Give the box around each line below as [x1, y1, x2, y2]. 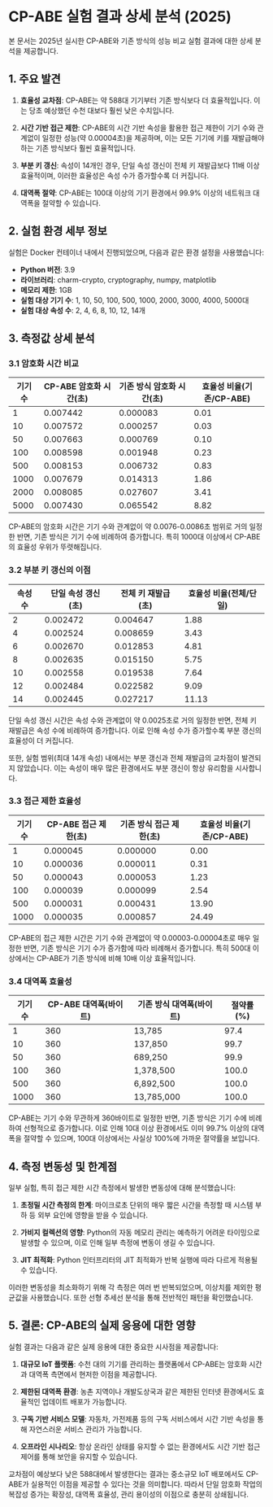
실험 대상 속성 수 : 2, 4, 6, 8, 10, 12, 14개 [19, 305, 146, 315]
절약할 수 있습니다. [41, 198, 102, 207]
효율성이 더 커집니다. [8, 736, 74, 745]
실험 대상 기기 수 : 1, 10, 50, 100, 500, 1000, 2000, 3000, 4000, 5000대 [19, 295, 249, 305]
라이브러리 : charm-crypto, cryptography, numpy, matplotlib [19, 274, 217, 285]
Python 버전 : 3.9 [19, 264, 76, 274]
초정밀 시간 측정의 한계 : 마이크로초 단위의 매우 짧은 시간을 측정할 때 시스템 [19, 1199, 253, 1209]
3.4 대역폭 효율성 [8, 976, 72, 987]
